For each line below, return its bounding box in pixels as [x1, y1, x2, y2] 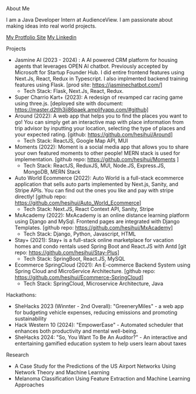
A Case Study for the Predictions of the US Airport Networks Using [14, 362, 176, 369]
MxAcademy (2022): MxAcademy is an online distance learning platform [14, 212, 190, 219]
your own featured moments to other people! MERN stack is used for [14, 150, 180, 157]
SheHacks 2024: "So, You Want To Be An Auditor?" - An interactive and [14, 334, 187, 341]
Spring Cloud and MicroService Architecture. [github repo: [14, 268, 156, 274]
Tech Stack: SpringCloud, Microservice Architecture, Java [23, 280, 164, 287]
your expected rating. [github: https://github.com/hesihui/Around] [14, 131, 173, 138]
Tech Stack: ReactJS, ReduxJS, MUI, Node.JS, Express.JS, [23, 162, 166, 169]
